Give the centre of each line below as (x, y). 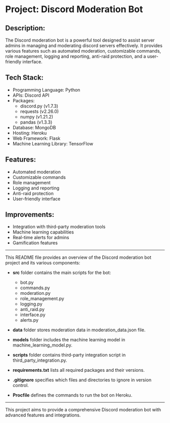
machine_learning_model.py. (42, 345)
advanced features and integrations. (43, 415)
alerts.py (29, 320)
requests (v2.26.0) (39, 111)
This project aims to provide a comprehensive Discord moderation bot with (83, 410)
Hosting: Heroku (30, 133)
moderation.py (35, 293)
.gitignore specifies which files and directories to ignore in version (82, 380)
